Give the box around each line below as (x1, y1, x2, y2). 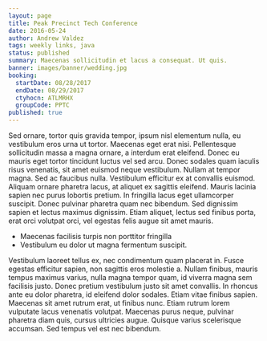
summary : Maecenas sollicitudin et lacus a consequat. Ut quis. (8, 57, 228, 65)
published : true (8, 109, 63, 117)
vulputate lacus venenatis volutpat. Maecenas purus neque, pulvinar (8, 306, 234, 316)
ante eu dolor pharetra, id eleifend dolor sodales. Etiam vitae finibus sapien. (8, 290, 258, 299)
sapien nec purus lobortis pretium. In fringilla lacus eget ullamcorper (8, 190, 234, 200)
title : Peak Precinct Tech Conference (8, 19, 138, 27)
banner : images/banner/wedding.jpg (8, 64, 127, 72)
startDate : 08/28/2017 (15, 79, 91, 87)
